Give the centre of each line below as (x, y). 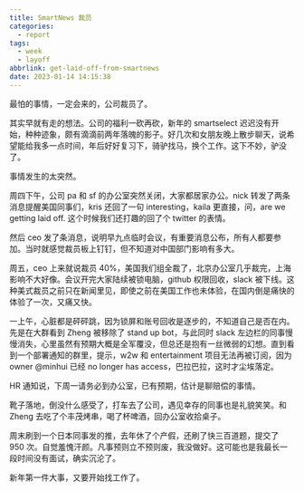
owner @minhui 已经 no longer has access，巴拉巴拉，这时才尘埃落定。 (144, 366)
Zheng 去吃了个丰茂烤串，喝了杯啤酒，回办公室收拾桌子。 (118, 416)
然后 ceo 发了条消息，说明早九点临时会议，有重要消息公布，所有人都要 (142, 237)
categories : (32, 26)
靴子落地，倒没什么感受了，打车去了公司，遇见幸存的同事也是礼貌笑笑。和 (148, 405)
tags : (19, 43)
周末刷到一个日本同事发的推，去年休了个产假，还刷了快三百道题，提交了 (144, 435)
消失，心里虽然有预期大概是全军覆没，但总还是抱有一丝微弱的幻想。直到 (152, 343)
